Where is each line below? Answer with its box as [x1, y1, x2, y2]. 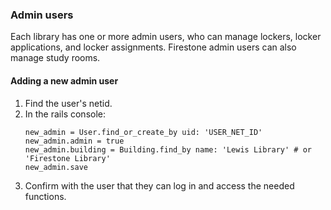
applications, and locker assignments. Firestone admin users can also [10, 41, 297, 53]
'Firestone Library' [24, 153, 111, 163]
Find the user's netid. [24, 97, 113, 109]
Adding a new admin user [10, 74, 119, 87]
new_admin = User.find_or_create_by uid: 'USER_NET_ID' [24, 127, 263, 137]
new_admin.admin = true [24, 136, 125, 146]
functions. [24, 190, 67, 202]
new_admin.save [24, 162, 89, 172]
